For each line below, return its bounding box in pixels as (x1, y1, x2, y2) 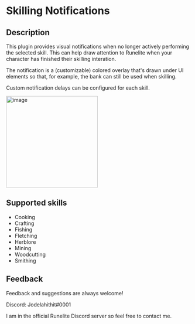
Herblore (14, 238, 36, 245)
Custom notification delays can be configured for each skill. (6, 84, 150, 91)
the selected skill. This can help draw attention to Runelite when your (6, 49, 173, 56)
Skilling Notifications (6, 4, 110, 18)
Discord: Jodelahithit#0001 (6, 301, 71, 308)
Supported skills (6, 198, 67, 208)
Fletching (14, 232, 37, 239)
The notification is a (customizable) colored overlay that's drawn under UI (6, 67, 184, 74)
